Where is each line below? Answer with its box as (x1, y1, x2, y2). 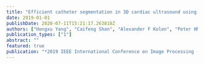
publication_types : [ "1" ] (6, 32, 72, 38)
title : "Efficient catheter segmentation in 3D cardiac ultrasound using (6, 9, 197, 15)
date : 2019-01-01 (6, 15, 50, 21)
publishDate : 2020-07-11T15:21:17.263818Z (6, 20, 115, 26)
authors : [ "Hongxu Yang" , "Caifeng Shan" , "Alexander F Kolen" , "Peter (6, 26, 191, 32)
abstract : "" (6, 37, 39, 43)
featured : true (6, 43, 45, 49)
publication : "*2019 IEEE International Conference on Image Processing (6, 49, 194, 55)
